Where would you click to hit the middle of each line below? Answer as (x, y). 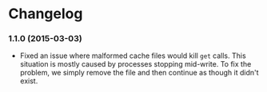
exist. (29, 81)
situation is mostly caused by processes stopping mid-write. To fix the (135, 64)
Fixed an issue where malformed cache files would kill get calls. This (133, 56)
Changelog (46, 14)
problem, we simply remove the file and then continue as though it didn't (139, 73)
